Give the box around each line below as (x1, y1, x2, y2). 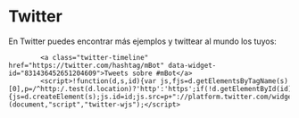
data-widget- (168, 61, 217, 70)
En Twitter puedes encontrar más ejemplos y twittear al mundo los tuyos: (8, 36, 278, 46)
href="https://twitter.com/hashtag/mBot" (8, 61, 165, 70)
